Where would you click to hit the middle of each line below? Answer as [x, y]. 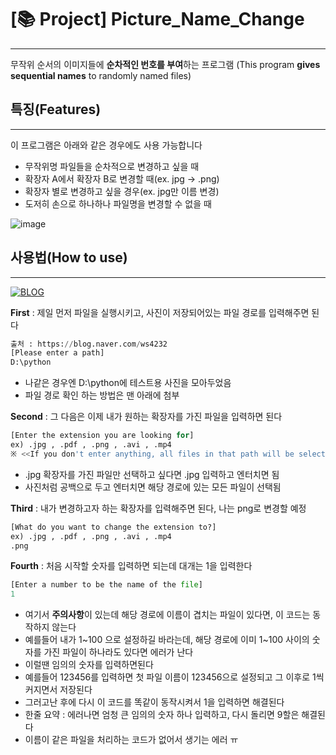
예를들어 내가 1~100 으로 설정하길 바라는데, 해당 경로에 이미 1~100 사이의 [167, 640]
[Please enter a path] [57, 353]
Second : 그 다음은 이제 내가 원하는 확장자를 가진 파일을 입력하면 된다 [146, 417]
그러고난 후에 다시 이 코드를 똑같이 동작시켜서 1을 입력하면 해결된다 [154, 702]
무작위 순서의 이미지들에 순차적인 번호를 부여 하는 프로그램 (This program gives [165, 64]
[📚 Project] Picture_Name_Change [157, 19]
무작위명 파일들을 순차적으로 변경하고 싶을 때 [112, 166]
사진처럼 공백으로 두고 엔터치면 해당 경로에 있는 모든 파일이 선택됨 [153, 487]
